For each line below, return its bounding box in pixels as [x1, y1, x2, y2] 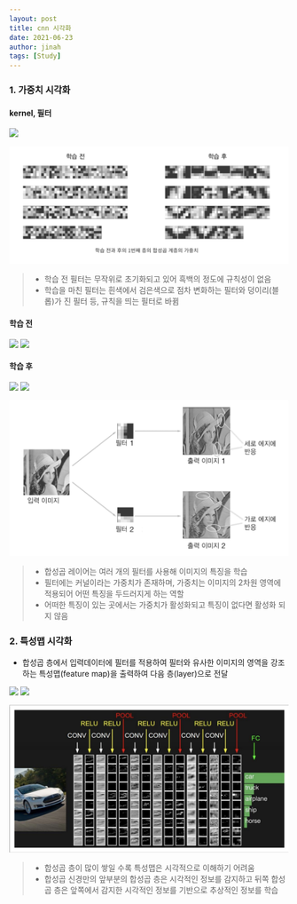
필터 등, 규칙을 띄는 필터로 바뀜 [73, 296, 180, 306]
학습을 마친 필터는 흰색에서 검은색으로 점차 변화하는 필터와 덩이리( [43, 285, 272, 296]
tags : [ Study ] [9, 52, 62, 61]
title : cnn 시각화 [9, 23, 72, 33]
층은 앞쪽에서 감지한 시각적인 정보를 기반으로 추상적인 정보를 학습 [53, 884, 279, 896]
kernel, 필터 [9, 107, 52, 118]
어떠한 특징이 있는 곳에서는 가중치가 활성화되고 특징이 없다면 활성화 [43, 599, 277, 610]
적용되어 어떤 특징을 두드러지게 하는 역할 [43, 589, 184, 599]
